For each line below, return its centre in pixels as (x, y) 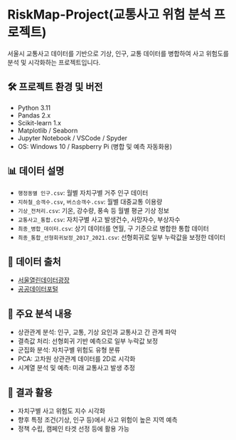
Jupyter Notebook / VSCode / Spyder (73, 138)
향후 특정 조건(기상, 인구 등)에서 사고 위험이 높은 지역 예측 (97, 420)
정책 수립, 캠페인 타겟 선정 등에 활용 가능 (74, 429)
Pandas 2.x (34, 115)
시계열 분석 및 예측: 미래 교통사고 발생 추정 (76, 368)
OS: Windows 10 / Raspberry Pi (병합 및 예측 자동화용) (95, 146)
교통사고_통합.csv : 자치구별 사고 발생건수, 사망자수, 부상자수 (99, 219)
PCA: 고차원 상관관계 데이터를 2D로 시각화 (76, 359)
